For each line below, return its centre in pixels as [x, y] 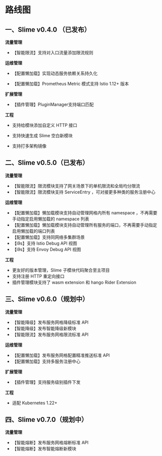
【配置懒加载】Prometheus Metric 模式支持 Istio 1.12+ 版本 [70, 84]
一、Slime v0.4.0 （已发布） [48, 30]
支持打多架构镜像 [29, 146]
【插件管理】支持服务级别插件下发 [46, 382]
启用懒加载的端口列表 [33, 231]
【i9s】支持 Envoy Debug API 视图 [46, 249]
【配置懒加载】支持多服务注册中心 [46, 361]
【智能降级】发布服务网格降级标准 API [50, 322]
